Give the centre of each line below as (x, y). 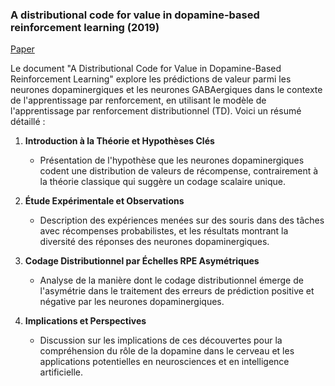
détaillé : (28, 122)
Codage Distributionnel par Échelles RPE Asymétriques (142, 261)
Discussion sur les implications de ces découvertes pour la (161, 340)
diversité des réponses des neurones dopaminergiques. (154, 242)
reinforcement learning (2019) (85, 27)
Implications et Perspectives (85, 321)
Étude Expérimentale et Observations (104, 201)
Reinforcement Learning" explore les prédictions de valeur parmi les (151, 79)
